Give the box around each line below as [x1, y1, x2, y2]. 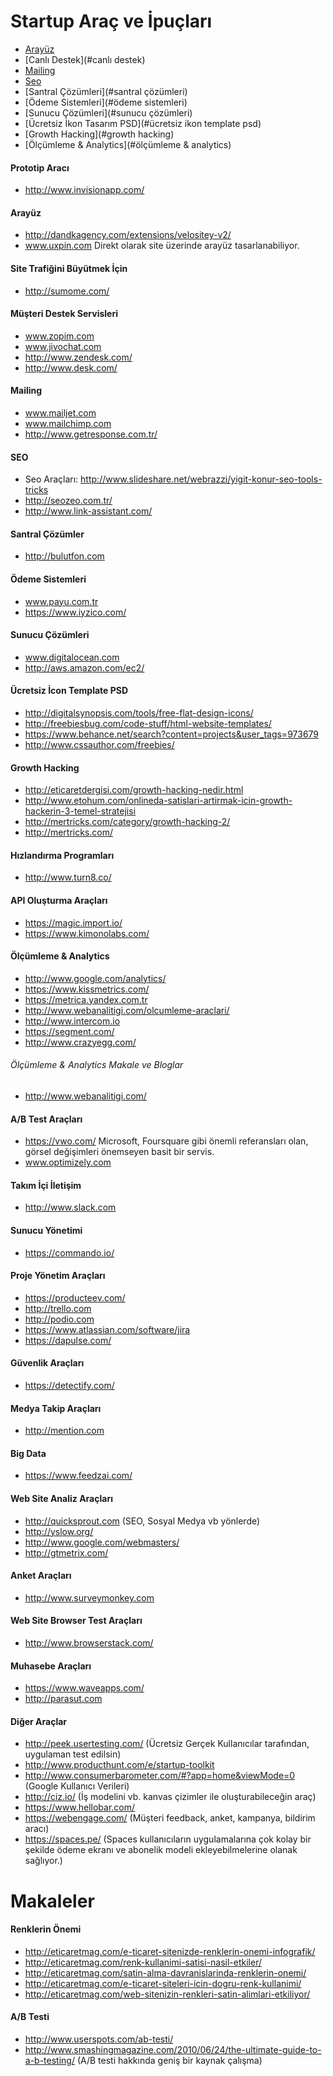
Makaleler [10, 1890, 95, 1912]
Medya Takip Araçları [10, 1402, 102, 1414]
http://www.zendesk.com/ [24, 351, 133, 363]
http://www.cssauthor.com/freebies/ [24, 738, 175, 750]
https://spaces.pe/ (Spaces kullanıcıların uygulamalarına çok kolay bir [24, 1833, 312, 1845]
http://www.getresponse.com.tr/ [24, 428, 158, 440]
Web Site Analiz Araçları [10, 1493, 113, 1504]
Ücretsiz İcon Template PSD [10, 685, 129, 697]
